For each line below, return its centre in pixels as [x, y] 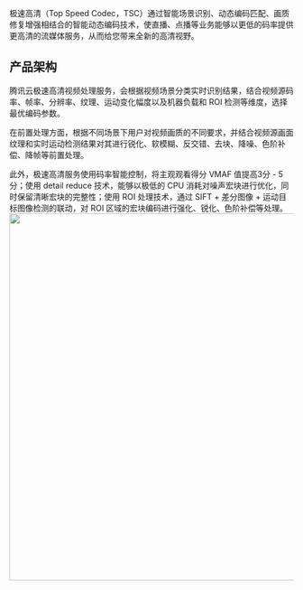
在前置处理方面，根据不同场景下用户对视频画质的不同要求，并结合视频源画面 [151, 132]
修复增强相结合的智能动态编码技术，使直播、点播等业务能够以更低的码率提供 [151, 24]
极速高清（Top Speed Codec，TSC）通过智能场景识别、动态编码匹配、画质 [150, 13]
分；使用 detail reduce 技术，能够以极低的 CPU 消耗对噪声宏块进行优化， [145, 185]
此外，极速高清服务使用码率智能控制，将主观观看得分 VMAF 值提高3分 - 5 [147, 173]
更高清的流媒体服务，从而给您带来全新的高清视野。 [104, 36]
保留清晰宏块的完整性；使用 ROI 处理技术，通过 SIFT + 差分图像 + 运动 [148, 196]
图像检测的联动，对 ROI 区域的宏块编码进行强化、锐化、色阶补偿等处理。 [152, 208]
